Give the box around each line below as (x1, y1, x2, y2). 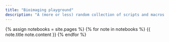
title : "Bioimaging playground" (5, 7, 74, 13)
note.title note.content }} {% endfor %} (5, 31, 87, 37)
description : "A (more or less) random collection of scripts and (5, 12, 149, 17)
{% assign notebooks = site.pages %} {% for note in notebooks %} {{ (5, 26, 151, 32)
